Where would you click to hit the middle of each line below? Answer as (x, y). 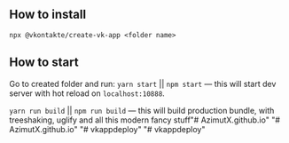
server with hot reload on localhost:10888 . (87, 93)
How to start (44, 63)
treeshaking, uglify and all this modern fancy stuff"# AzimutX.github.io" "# (145, 120)
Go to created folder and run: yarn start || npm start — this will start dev (143, 83)
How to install (48, 15)
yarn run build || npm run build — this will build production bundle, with (142, 110)
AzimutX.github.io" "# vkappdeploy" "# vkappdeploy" (107, 129)
